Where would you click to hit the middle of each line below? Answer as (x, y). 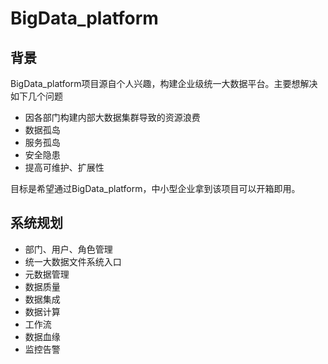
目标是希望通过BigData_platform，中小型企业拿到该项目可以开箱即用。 (155, 188)
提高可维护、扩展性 (64, 167)
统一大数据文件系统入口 (73, 261)
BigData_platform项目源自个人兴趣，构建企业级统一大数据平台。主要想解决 (164, 83)
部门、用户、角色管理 (68, 249)
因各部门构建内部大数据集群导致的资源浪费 (112, 117)
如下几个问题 (36, 96)
